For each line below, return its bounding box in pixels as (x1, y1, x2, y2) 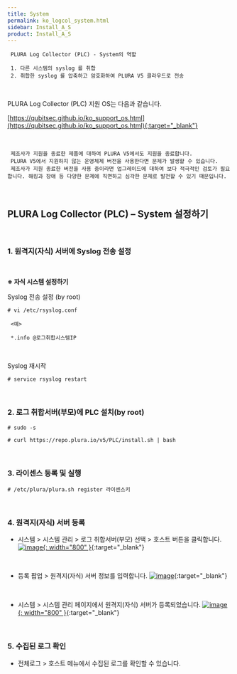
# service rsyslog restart (7, 376, 87, 383)
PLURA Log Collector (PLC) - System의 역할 (10, 51, 137, 58)
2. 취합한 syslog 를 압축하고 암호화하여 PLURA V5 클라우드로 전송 (10, 73, 184, 80)
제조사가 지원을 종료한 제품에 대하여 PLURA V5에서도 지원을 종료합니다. (10, 150, 193, 157)
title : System (7, 10, 50, 18)
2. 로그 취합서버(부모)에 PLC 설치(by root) (7, 407, 145, 417)
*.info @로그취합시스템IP (10, 335, 77, 342)
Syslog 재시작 (7, 362, 47, 370)
